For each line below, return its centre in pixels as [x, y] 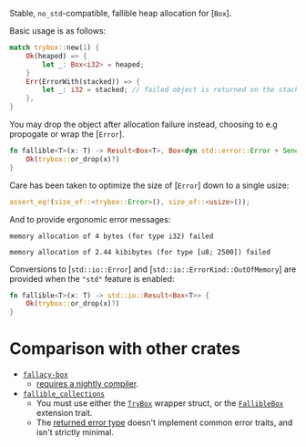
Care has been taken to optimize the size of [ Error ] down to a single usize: [149, 185]
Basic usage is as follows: [58, 31]
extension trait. [64, 413]
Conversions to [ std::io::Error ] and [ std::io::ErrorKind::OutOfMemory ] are [153, 269]
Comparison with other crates [125, 349]
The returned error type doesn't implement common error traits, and [164, 422]
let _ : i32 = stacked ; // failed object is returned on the [158, 90]
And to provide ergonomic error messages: [90, 219]
